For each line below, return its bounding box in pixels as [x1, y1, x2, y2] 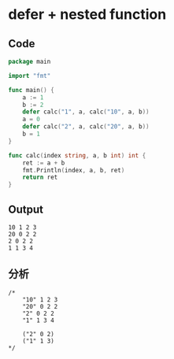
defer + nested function [8, 6, 167, 24]
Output [8, 202, 43, 216]
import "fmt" [8, 72, 51, 80]
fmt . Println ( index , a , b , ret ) [22, 166, 125, 174]
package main [8, 57, 51, 65]
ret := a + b [22, 159, 65, 167]
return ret [22, 173, 58, 182]
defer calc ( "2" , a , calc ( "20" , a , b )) [22, 123, 150, 131]
